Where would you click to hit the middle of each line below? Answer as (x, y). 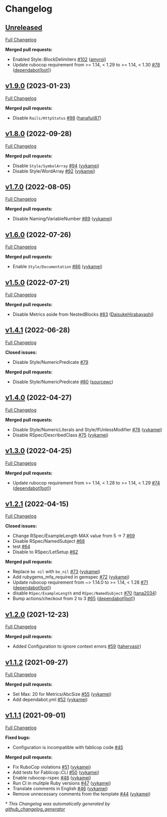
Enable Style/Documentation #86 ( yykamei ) (57, 267)
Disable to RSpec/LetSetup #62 (45, 552)
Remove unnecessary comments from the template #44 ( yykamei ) (81, 794)
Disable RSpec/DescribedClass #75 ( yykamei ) (60, 435)
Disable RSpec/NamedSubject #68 (48, 541)
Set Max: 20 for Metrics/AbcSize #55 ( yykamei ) (62, 694)
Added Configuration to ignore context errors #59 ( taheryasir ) (77, 646)
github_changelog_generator (35, 809)
